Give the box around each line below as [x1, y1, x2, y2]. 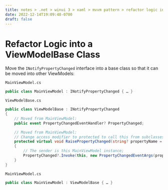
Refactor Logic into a [5, 38, 93, 49]
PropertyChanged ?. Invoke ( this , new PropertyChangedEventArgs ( [23, 153, 155, 158]
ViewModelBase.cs [5, 98, 41, 103]
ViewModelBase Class [5, 48, 100, 60]
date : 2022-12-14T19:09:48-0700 [5, 12, 72, 17]
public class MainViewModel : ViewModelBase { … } [5, 180, 113, 185]
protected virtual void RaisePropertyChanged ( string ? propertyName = [14, 139, 162, 144]
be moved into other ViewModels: [5, 70, 75, 76]
